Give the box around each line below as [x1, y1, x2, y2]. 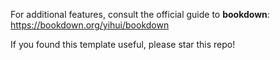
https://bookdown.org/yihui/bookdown [10, 19, 170, 31]
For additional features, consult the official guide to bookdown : [10, 9, 270, 20]
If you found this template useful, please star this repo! [10, 39, 236, 50]
